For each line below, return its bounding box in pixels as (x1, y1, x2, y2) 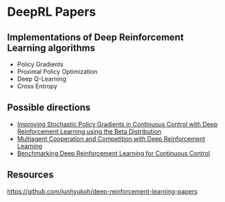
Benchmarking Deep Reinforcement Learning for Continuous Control (16, 149, 211, 157)
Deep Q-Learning (16, 75, 66, 83)
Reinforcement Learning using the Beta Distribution (16, 127, 162, 136)
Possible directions (7, 102, 91, 114)
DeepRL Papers (7, 4, 96, 20)
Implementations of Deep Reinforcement (7, 31, 184, 43)
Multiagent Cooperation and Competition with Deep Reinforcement (16, 134, 205, 142)
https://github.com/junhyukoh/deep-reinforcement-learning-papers (7, 187, 198, 195)
